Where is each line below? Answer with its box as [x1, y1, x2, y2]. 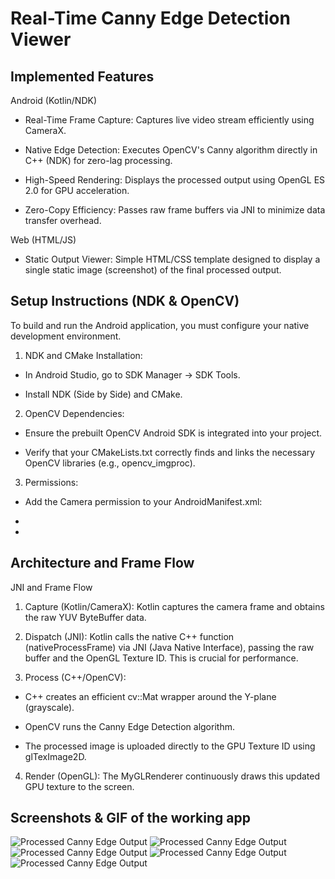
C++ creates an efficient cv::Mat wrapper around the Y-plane [24, 690, 277, 702]
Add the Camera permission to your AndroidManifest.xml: [24, 495, 263, 507]
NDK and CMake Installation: [24, 349, 143, 361]
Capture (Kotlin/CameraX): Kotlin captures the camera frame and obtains [24, 600, 325, 612]
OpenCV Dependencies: [24, 407, 125, 419]
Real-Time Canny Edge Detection [10, 7, 291, 30]
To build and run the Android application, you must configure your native [10, 319, 310, 331]
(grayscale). [24, 701, 75, 713]
